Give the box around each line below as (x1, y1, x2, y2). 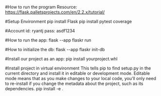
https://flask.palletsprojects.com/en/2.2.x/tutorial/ (5, 9, 105, 15)
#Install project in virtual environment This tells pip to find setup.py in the (5, 65, 151, 71)
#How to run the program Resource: (5, 4, 77, 10)
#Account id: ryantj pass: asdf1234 (5, 28, 75, 33)
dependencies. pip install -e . (5, 86, 63, 91)
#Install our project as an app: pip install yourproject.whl (5, 56, 118, 62)
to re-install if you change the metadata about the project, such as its (5, 81, 143, 86)
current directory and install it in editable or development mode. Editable (5, 70, 150, 76)
